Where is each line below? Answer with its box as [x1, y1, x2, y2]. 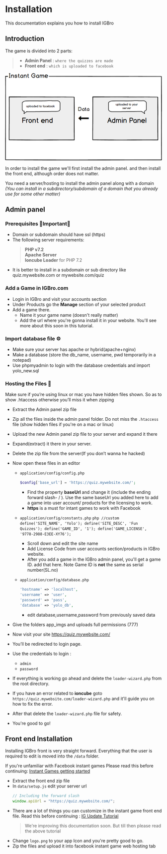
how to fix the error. [12, 701, 53, 707]
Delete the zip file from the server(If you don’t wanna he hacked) [12, 451, 145, 457]
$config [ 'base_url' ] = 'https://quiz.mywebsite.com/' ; [19, 480, 136, 485]
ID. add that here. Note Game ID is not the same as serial [27, 562, 144, 568]
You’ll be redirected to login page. [12, 641, 82, 647]
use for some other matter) [5, 191, 61, 197]
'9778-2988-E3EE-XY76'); [19, 532, 72, 537]
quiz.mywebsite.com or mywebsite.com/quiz [12, 272, 104, 278]
